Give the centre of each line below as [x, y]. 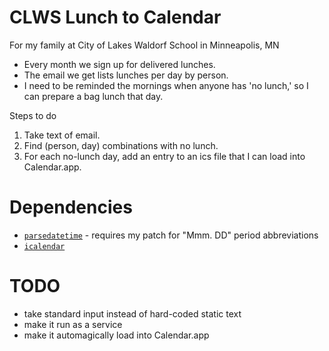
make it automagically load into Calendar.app [116, 335]
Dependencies [71, 207]
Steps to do [33, 115]
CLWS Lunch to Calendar [115, 17]
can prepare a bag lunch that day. [93, 96]
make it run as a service [73, 324]
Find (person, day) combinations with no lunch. [121, 145]
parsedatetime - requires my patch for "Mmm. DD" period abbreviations [171, 235]
